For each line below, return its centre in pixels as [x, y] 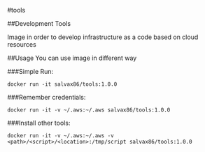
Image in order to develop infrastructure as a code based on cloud [103, 37]
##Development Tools [39, 23]
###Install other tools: [39, 123]
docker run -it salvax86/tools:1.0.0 [62, 84]
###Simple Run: [30, 71]
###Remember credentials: [47, 97]
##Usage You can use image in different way [72, 58]
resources [22, 44]
